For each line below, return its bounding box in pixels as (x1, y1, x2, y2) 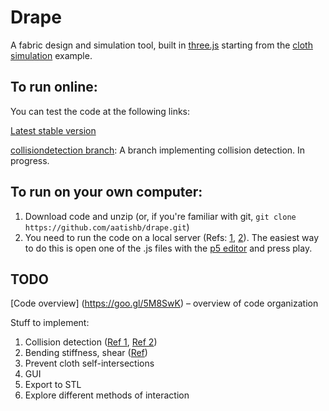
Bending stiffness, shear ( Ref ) (24, 347, 148, 359)
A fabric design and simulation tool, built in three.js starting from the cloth (10, 39, 313, 51)
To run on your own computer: (10, 184, 203, 201)
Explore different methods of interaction (24, 389, 190, 401)
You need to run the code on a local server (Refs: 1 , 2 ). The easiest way (24, 231, 320, 243)
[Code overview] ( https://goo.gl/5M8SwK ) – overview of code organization (10, 297, 319, 310)
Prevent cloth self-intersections (24, 357, 155, 370)
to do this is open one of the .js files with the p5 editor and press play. (24, 242, 313, 254)
